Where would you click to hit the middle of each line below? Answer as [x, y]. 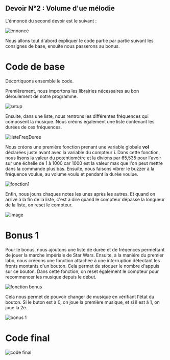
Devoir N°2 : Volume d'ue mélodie [60, 8]
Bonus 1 [22, 235]
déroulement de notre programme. [42, 96]
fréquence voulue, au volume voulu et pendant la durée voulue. [72, 174]
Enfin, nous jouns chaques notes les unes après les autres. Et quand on [80, 194]
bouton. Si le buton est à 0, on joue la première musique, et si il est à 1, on [82, 302]
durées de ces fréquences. [34, 127]
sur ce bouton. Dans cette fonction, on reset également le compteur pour [82, 271]
